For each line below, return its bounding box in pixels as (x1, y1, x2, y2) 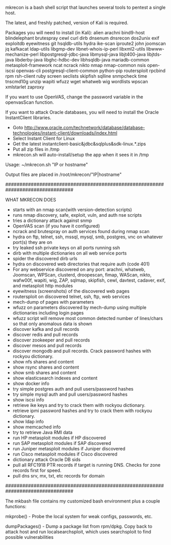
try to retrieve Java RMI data (12, 429, 73, 435)
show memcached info (12, 424, 61, 430)
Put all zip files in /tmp (12, 146, 60, 152)
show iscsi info (12, 397, 44, 403)
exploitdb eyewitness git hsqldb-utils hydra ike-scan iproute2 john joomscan (5, 40, 166, 47)
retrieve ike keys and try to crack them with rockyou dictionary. (12, 402, 145, 408)
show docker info (12, 380, 50, 387)
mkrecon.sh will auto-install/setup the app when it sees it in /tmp (12, 152, 149, 157)
